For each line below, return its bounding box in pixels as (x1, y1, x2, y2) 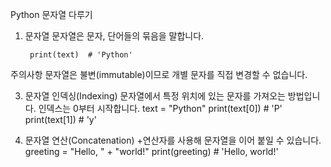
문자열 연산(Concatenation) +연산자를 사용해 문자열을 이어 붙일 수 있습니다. (24, 134, 322, 146)
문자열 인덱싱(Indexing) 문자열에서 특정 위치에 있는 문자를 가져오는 (24, 90, 286, 102)
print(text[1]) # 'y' (24, 114, 97, 125)
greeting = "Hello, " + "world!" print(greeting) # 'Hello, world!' (24, 146, 279, 157)
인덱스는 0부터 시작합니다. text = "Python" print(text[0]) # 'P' (38, 103, 283, 114)
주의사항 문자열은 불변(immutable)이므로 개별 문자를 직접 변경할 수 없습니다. (10, 69, 308, 80)
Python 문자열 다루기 (10, 9, 93, 20)
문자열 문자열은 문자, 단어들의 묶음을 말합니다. (24, 30, 205, 42)
